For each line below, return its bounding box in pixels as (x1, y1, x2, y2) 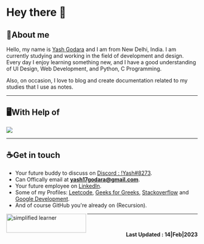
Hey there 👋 (6, 5, 67, 19)
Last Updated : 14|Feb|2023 (126, 231, 198, 238)
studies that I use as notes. (6, 83, 74, 90)
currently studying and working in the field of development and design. (6, 52, 184, 59)
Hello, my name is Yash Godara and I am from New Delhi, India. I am (6, 46, 177, 53)
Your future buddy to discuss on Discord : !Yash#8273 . (15, 169, 153, 177)
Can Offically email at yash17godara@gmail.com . (15, 175, 140, 183)
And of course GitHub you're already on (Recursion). (15, 202, 148, 209)
